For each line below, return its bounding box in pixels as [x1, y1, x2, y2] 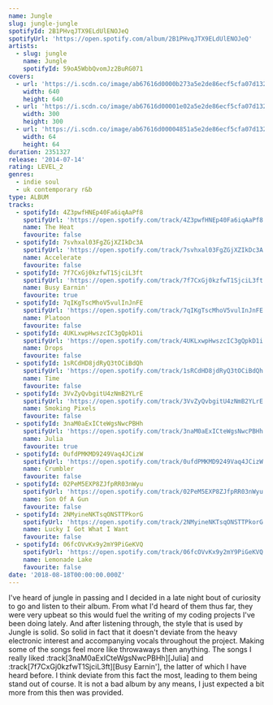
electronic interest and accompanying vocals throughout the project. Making [8, 636, 265, 646]
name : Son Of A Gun [23, 495, 89, 504]
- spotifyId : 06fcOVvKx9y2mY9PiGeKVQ [15, 541, 144, 549]
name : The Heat [23, 223, 75, 231]
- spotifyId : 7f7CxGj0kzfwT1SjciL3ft [15, 269, 144, 277]
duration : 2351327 [8, 148, 71, 156]
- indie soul [15, 178, 60, 187]
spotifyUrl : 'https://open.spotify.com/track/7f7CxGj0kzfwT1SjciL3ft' [23, 276, 267, 284]
